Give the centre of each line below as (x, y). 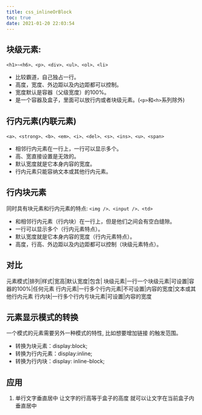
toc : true (19, 18)
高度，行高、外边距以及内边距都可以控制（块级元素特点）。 (89, 244)
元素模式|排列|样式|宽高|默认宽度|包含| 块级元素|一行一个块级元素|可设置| (98, 281)
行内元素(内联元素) (41, 121)
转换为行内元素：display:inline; (54, 353)
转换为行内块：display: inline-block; (60, 361)
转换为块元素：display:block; (51, 346)
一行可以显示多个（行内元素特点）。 (59, 229)
